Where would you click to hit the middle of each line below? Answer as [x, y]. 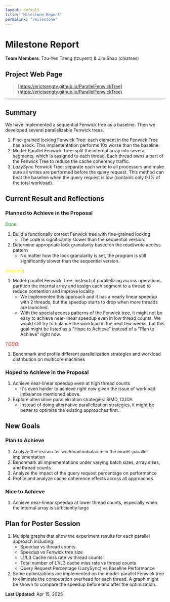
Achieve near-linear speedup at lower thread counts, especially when [85, 502]
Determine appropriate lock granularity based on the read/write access [87, 245]
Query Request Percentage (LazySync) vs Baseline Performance [88, 568]
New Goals [23, 426]
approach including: [33, 541]
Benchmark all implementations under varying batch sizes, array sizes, [86, 462]
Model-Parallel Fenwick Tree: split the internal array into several [79, 150]
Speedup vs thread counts [48, 546]
